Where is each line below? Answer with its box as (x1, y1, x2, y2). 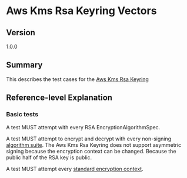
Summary (6, 60, 43, 70)
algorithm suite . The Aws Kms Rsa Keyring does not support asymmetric (6, 141, 182, 148)
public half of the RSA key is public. (6, 154, 92, 161)
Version (6, 28, 35, 38)
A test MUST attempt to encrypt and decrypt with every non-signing (6, 135, 172, 142)
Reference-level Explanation (6, 93, 113, 103)
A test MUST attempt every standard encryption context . (6, 165, 143, 172)
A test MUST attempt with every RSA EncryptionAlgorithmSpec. (6, 123, 161, 130)
